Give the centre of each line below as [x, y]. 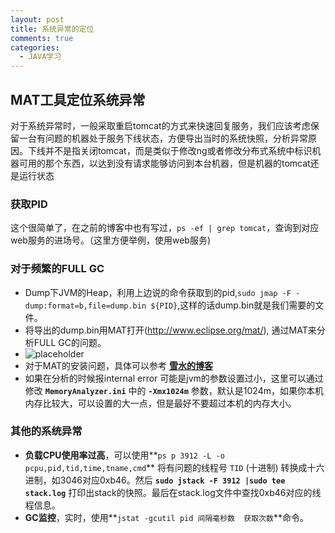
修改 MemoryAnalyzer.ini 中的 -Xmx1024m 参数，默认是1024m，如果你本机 [174, 390]
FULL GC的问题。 [70, 342]
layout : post [37, 19]
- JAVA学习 [40, 57]
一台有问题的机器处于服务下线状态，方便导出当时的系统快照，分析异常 [163, 138]
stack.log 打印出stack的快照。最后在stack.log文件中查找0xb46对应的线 [173, 492]
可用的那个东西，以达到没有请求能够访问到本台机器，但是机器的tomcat [164, 163]
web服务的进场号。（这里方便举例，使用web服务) [110, 240]
